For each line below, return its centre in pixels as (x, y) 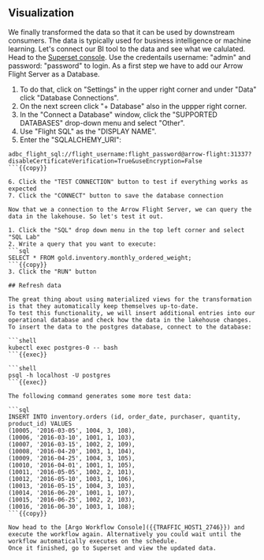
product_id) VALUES (40, 423)
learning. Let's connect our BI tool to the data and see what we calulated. (127, 49)
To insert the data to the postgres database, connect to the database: (130, 327)
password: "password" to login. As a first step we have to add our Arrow (126, 66)
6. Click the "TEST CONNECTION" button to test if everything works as (128, 182)
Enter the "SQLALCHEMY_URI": (71, 139)
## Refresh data (35, 285)
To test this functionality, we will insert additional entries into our (132, 313)
